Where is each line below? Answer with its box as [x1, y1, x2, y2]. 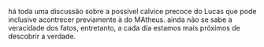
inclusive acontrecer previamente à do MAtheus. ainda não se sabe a [8, 15, 232, 24]
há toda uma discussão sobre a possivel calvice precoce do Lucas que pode [8, 7, 257, 16]
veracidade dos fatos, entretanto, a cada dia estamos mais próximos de [8, 23, 240, 32]
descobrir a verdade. [8, 31, 76, 41]
